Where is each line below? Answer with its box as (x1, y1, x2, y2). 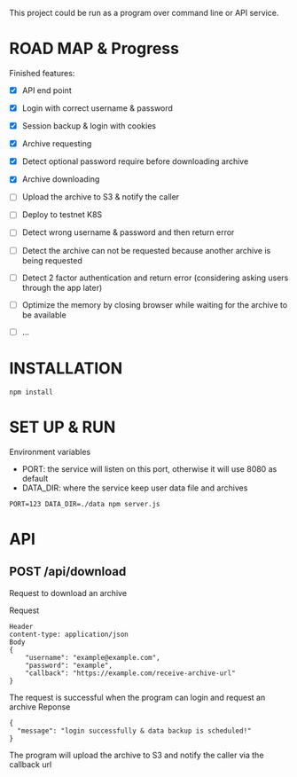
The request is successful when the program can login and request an (9, 692, 266, 702)
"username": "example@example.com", (25, 653, 161, 662)
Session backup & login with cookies (21, 121, 157, 131)
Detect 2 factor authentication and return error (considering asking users (21, 272, 289, 283)
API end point (21, 84, 73, 96)
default (21, 473, 49, 483)
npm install (9, 388, 53, 396)
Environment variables (9, 446, 91, 457)
